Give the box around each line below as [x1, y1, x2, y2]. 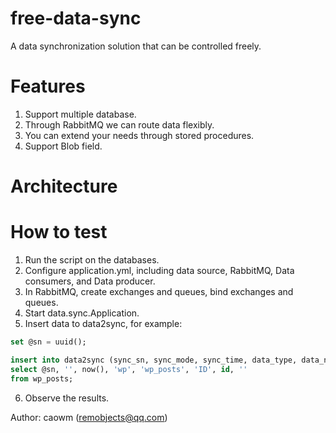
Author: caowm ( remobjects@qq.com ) [10, 411, 168, 423]
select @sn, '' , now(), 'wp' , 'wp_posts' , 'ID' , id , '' [10, 364, 248, 374]
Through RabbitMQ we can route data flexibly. [24, 118, 215, 131]
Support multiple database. [24, 108, 137, 120]
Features [10, 75, 86, 98]
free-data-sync [10, 7, 142, 30]
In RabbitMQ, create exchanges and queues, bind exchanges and [24, 286, 294, 297]
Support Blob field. [24, 140, 103, 152]
